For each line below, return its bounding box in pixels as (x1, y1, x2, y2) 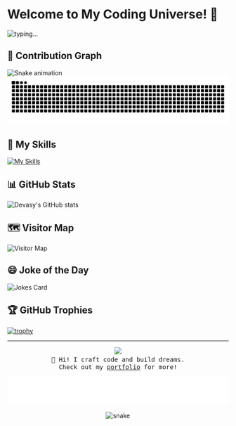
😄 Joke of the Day (7, 264, 89, 276)
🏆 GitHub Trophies (7, 304, 93, 316)
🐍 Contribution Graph (7, 50, 103, 62)
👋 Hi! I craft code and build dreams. (51, 355, 185, 363)
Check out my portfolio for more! (58, 363, 178, 371)
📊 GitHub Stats (7, 179, 76, 191)
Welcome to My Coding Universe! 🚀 (7, 6, 218, 22)
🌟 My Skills (7, 138, 56, 150)
